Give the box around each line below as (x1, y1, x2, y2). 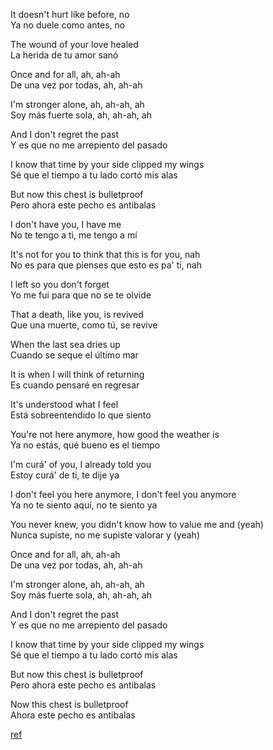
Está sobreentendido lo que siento (10, 409, 152, 421)
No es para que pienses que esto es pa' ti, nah (10, 259, 203, 271)
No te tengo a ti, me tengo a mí (10, 229, 138, 241)
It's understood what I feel (10, 399, 119, 410)
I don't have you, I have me (10, 219, 122, 230)
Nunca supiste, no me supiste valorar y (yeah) (10, 529, 200, 541)
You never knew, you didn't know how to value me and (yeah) (10, 519, 264, 530)
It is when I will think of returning (10, 369, 145, 380)
